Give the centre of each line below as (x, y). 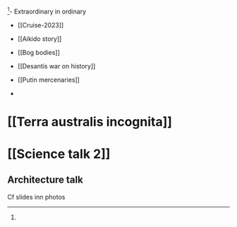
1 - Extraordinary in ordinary (47, 11)
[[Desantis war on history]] (56, 66)
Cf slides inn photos (36, 197)
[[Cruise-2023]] (41, 25)
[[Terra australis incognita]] (90, 122)
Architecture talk (45, 180)
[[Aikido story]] (39, 39)
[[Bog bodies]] (38, 52)
